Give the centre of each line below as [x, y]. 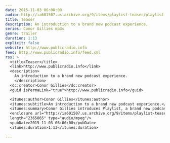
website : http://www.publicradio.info [46, 48]
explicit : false [22, 43]
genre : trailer [21, 33]
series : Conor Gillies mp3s [35, 29]
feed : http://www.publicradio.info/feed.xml [53, 52]
